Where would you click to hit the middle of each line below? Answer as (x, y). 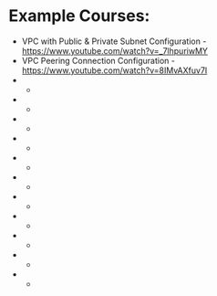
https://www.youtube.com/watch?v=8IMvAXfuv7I (114, 70)
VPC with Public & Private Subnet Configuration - (114, 41)
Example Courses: (79, 16)
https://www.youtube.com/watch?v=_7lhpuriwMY (115, 50)
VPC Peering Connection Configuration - (98, 60)
